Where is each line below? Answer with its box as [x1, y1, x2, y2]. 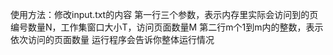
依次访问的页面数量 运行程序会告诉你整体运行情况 [10, 34, 215, 45]
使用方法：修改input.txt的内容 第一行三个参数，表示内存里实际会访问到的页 [10, 9, 319, 20]
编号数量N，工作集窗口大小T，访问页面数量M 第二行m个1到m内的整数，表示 [10, 21, 324, 33]
